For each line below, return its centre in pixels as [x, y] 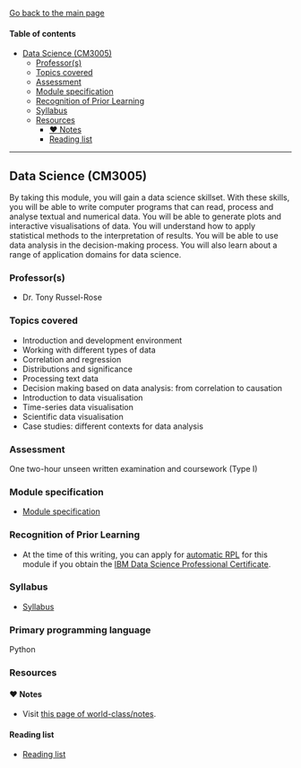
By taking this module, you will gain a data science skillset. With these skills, [150, 197]
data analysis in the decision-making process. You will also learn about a [143, 245]
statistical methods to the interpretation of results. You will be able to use [144, 236]
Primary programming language [80, 630]
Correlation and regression [72, 359]
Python [22, 650]
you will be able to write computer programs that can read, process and [142, 207]
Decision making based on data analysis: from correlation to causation [152, 388]
